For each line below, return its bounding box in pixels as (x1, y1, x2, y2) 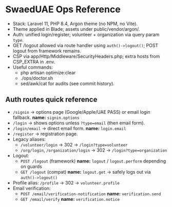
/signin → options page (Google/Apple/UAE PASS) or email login (12, 109, 150, 115)
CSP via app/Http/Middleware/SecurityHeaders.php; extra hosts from (12, 53, 160, 59)
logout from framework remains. (12, 48, 81, 54)
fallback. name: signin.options (12, 114, 80, 120)
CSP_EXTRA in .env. (12, 58, 55, 65)
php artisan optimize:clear (20, 69, 76, 75)
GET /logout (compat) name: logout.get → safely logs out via (20, 169, 151, 175)
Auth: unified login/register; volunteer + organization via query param (12, 31, 160, 37)
